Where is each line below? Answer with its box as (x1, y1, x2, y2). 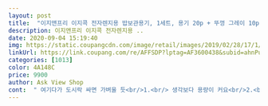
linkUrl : (8, 49, 37, 57)
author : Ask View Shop (8, 78, 84, 86)
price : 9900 (8, 71, 48, 79)
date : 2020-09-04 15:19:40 (8, 33, 98, 42)
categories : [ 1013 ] (8, 57, 73, 65)
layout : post (8, 11, 52, 20)
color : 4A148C (8, 64, 56, 72)
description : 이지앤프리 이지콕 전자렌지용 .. (8, 26, 144, 34)
